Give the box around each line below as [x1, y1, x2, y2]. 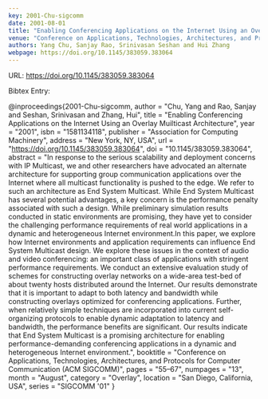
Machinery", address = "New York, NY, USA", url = [8, 136, 174, 144]
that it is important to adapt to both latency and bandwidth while [8, 288, 219, 298]
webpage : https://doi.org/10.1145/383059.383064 [8, 49, 173, 57]
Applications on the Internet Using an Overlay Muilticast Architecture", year [8, 119, 255, 128]
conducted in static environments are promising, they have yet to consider [8, 212, 253, 221]
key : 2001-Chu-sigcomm [8, 11, 84, 20]
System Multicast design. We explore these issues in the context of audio [8, 246, 250, 255]
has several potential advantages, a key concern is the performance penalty [8, 195, 258, 204]
